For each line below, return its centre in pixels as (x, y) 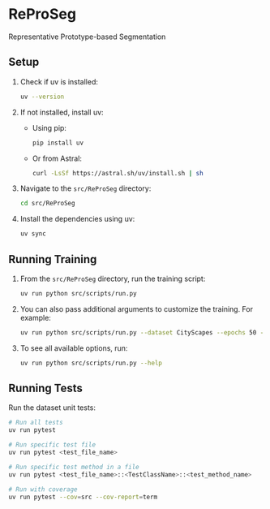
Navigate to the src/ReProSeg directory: (86, 188)
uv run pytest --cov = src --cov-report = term (83, 497)
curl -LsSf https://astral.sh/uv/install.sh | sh (118, 173)
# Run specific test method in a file (74, 467)
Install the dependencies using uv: (77, 219)
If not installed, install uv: (62, 112)
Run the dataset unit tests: (52, 408)
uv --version (42, 97)
